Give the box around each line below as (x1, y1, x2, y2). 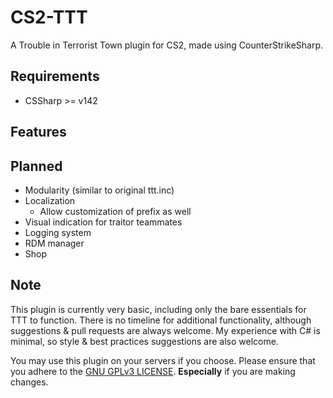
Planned (10, 157, 63, 175)
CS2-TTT (10, 6, 88, 29)
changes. (10, 376, 49, 388)
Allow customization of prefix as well (39, 205, 192, 217)
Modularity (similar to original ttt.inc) (24, 184, 175, 196)
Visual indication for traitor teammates (24, 216, 183, 228)
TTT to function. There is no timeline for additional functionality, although (10, 314, 312, 326)
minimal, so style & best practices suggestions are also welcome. (10, 335, 279, 347)
